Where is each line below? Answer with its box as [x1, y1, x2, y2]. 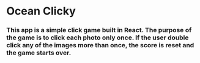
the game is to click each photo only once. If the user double [6, 33, 189, 42]
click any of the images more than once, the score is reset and [6, 41, 194, 50]
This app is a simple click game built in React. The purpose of [6, 26, 192, 35]
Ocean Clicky [6, 4, 76, 18]
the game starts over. [6, 48, 72, 57]
